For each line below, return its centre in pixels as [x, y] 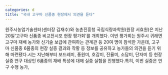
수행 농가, [20, 67]
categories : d [20, 10]
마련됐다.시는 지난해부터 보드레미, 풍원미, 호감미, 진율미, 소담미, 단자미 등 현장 [86, 54]
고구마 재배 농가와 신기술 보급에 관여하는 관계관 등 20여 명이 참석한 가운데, [78, 42]
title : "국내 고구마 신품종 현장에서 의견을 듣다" [50, 14]
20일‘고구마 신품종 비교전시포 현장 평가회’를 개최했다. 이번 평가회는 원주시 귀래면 [84, 35]
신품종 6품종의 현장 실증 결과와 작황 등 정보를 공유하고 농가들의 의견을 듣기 [83, 48]
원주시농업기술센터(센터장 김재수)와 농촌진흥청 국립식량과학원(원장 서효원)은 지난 [84, 29]
